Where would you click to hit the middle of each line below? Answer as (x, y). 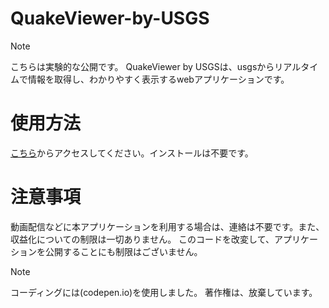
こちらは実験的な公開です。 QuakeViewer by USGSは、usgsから (142, 66)
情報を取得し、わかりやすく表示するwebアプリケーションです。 (158, 79)
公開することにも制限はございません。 (123, 251)
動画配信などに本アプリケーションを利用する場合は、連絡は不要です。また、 (167, 226)
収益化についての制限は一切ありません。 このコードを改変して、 (142, 239)
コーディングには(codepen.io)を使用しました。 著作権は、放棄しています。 (164, 292)
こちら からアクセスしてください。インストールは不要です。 (132, 153)
